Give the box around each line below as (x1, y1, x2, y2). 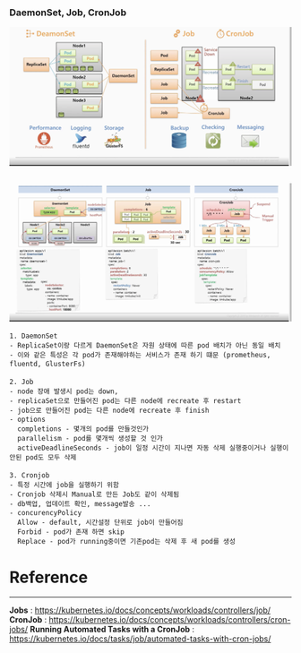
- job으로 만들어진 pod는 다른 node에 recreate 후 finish (9, 406, 210, 416)
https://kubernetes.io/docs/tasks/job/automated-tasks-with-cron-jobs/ (9, 633, 271, 644)
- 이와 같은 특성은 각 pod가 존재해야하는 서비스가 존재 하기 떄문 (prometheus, (9, 351, 271, 360)
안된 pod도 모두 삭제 (9, 453, 77, 462)
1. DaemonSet (9, 331, 58, 341)
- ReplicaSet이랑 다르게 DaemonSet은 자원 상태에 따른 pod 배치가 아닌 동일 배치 (9, 341, 281, 350)
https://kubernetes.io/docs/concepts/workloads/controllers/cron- (48, 614, 291, 625)
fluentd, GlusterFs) (9, 360, 87, 369)
